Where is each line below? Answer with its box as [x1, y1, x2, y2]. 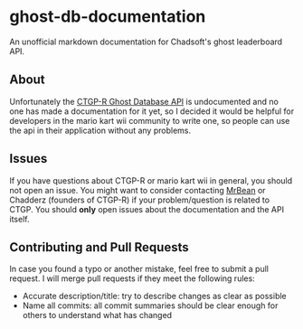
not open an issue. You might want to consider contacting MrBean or [9, 184, 266, 195]
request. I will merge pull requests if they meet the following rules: [9, 273, 255, 284]
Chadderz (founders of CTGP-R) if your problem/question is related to [9, 194, 270, 205]
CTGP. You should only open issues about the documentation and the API [9, 203, 285, 214]
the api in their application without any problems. [9, 125, 192, 136]
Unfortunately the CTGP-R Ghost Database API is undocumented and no [9, 96, 279, 107]
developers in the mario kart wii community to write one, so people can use [9, 115, 290, 126]
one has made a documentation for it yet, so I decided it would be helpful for [9, 106, 295, 117]
